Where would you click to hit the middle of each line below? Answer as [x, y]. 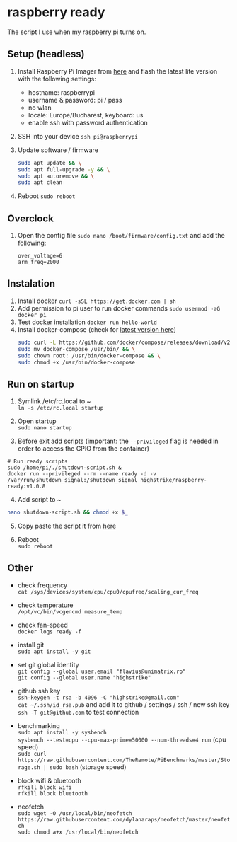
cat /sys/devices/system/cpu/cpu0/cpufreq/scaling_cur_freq [108, 592]
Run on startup [41, 384]
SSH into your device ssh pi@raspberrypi [77, 136]
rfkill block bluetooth [53, 793]
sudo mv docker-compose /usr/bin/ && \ [76, 349]
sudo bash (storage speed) [88, 767]
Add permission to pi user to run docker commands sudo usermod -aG [119, 308]
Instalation [31, 284]
